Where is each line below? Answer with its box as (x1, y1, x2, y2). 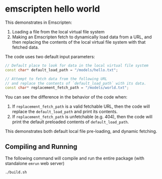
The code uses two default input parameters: (5, 53, 96, 59)
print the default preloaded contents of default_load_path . (12, 119, 130, 125)
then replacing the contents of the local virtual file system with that (12, 39, 146, 45)
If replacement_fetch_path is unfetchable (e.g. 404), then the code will (12, 114, 153, 120)
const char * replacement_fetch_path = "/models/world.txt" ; (5, 85, 130, 90)
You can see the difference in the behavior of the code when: (5, 94, 128, 100)
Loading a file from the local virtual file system (12, 29, 105, 34)
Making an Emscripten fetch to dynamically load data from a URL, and (12, 34, 152, 40)
